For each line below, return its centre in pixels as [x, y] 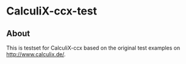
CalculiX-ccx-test [52, 11]
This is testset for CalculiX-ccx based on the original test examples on [93, 48]
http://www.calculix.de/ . [36, 54]
